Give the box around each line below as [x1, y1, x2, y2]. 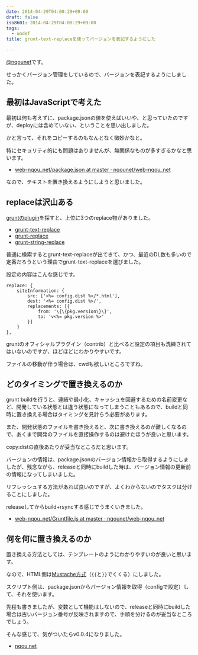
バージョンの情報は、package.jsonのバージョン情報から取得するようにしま [6, 456, 189, 463]
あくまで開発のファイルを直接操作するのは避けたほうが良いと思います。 [16, 431, 192, 438]
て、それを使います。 [6, 590, 57, 598]
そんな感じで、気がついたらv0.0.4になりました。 [6, 631, 125, 638]
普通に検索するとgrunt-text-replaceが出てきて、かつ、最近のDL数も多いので [6, 251, 192, 258]
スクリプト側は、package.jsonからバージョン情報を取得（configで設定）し [6, 583, 189, 590]
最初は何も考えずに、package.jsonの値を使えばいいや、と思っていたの [6, 114, 178, 121]
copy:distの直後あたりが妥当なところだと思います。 [6, 444, 132, 451]
